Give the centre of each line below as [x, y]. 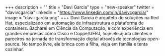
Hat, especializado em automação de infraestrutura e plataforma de [75, 23]
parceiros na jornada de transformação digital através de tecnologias [76, 39]
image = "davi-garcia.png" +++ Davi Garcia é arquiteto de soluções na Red [82, 18]
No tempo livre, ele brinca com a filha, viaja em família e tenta [85, 44]
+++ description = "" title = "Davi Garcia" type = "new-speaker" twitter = [80, 7]
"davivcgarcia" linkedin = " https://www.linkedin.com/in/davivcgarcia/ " [77, 12]
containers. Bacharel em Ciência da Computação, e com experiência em [79, 28]
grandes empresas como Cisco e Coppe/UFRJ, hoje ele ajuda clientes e [79, 33]
